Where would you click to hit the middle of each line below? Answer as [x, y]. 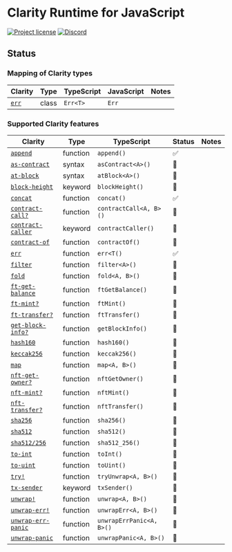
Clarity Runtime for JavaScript [96, 13]
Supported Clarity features [53, 124]
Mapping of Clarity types [50, 73]
